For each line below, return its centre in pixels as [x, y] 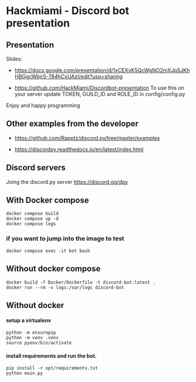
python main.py [25, 373]
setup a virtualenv [29, 320]
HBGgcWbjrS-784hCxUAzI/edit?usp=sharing [68, 76]
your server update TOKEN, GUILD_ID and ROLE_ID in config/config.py [100, 94]
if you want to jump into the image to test [65, 238]
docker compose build [32, 214]
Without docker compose [53, 269]
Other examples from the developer [72, 124]
